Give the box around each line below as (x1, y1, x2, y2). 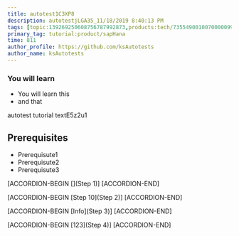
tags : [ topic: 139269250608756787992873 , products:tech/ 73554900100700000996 (7, 23, 237, 31)
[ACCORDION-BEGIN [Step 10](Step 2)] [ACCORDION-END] (7, 193, 183, 201)
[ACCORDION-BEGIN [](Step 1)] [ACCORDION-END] (7, 179, 160, 188)
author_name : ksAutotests (7, 50, 84, 58)
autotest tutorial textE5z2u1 (7, 111, 87, 119)
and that (17, 97, 43, 106)
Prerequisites (7, 132, 68, 144)
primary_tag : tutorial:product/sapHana (7, 30, 126, 38)
